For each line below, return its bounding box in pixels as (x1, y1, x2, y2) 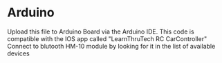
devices (7, 49, 30, 58)
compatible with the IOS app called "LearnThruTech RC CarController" (7, 34, 207, 42)
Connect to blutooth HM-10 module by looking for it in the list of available (7, 42, 216, 50)
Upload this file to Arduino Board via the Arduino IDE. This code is (7, 27, 195, 36)
